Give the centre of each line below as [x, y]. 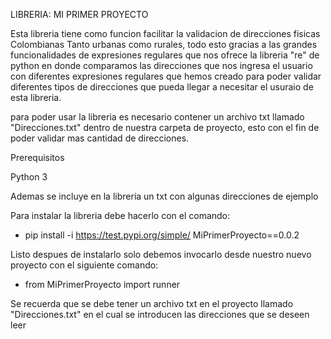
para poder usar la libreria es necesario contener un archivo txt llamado [157, 117]
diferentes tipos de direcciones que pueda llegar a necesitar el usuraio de [162, 87]
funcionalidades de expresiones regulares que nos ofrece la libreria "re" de [165, 55]
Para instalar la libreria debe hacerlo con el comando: [120, 215]
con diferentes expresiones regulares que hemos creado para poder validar [166, 76]
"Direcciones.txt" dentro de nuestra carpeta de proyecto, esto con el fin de [165, 127]
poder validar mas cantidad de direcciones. [100, 138]
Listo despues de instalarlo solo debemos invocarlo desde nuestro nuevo [161, 254]
